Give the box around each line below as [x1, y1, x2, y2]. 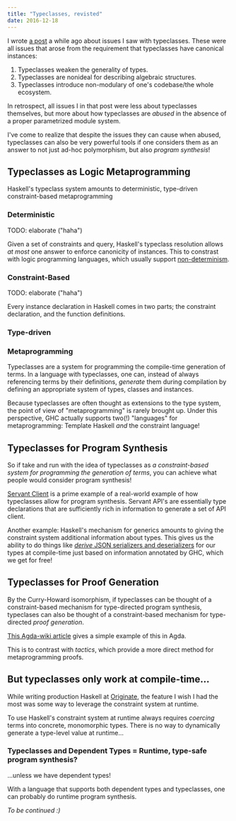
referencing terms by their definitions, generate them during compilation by [7, 378, 227, 386]
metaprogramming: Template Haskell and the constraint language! [7, 421, 200, 430]
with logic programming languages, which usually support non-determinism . [7, 254, 230, 263]
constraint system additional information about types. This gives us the [7, 533, 214, 542]
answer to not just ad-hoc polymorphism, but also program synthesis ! [7, 145, 211, 154]
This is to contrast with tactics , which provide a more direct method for [7, 645, 214, 654]
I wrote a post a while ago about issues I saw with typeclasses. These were [7, 36, 227, 45]
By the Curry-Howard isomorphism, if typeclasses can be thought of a [7, 595, 212, 604]
